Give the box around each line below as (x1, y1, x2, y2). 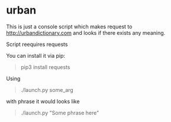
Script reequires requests (6, 41, 68, 48)
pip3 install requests (20, 63, 70, 71)
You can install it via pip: (6, 52, 66, 59)
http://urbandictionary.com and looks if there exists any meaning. (6, 29, 166, 36)
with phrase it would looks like (6, 98, 80, 105)
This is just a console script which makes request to (6, 23, 133, 30)
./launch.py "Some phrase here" (20, 109, 99, 116)
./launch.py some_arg (20, 86, 74, 93)
